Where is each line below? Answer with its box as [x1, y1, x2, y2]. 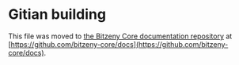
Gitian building [8, 5, 107, 23]
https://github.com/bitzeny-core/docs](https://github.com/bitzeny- [10, 39, 229, 49]
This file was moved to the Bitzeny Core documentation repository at [8, 31, 233, 41]
